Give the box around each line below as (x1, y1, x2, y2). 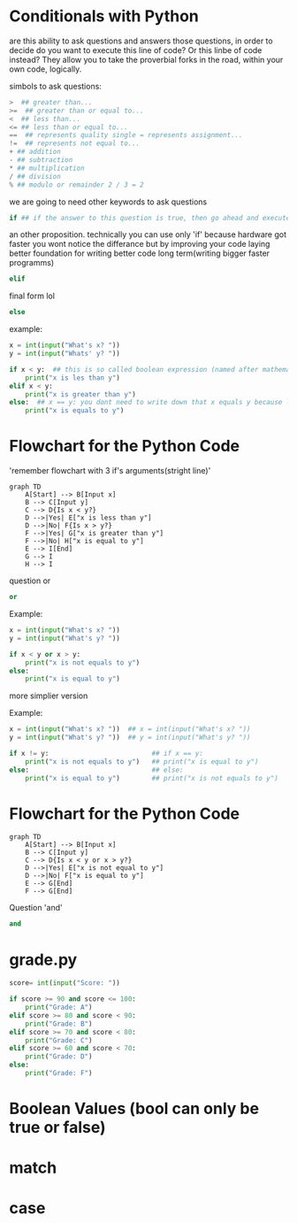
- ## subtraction (9, 156, 73, 165)
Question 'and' (9, 903, 64, 913)
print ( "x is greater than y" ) (25, 389, 137, 399)
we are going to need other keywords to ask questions (9, 196, 208, 207)
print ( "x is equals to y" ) (25, 406, 125, 415)
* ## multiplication (9, 164, 86, 173)
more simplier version (9, 690, 88, 701)
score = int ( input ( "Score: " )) (9, 979, 121, 988)
